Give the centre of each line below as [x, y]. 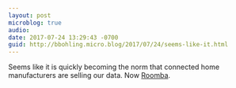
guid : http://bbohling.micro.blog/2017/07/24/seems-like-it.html [118, 45]
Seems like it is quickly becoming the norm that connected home [114, 67]
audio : [19, 30]
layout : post [30, 15]
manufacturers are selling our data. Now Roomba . [89, 75]
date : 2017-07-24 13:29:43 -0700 [63, 37]
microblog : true [35, 23]
